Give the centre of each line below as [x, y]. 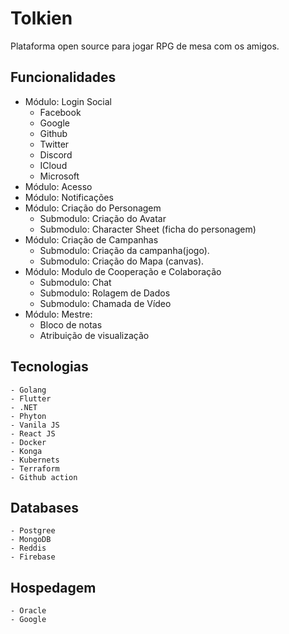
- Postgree [33, 531]
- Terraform [35, 468]
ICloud [53, 165]
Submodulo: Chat [75, 282]
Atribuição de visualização [94, 335]
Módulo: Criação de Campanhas [91, 239]
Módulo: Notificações [69, 197]
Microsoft [59, 176]
